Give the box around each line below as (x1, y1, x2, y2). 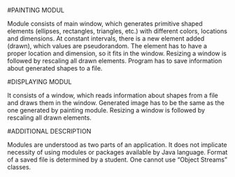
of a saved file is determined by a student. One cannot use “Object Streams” (7, 155, 227, 164)
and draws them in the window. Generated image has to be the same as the (7, 99, 225, 107)
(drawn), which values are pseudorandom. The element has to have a (7, 42, 208, 50)
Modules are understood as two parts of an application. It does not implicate (7, 141, 227, 149)
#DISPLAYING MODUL (7, 78, 72, 86)
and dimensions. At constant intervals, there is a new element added (7, 34, 205, 43)
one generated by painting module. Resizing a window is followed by (7, 106, 205, 114)
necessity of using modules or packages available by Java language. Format (7, 148, 228, 156)
